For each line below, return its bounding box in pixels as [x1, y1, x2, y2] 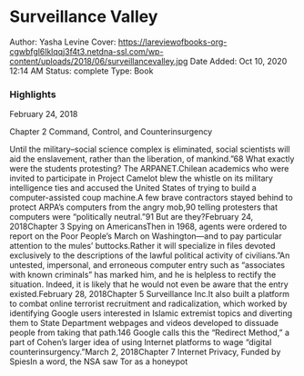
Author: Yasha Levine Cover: [9, 36, 117, 47]
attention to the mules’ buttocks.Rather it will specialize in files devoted [9, 241, 276, 252]
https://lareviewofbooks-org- [117, 36, 228, 47]
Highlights [9, 88, 56, 101]
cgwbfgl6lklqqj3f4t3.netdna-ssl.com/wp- [9, 45, 164, 56]
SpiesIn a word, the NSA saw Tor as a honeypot [9, 356, 188, 367]
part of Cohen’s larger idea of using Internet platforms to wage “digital [9, 337, 272, 348]
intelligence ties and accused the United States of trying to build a [9, 183, 257, 193]
